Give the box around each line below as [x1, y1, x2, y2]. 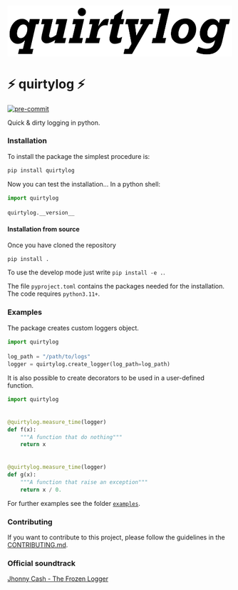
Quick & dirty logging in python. [7, 118, 100, 127]
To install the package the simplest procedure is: [7, 152, 150, 160]
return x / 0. [20, 486, 62, 493]
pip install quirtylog [7, 167, 75, 174]
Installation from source [7, 224, 80, 233]
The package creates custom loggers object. [7, 324, 139, 332]
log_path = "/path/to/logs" [7, 353, 91, 361]
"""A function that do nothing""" [20, 433, 123, 440]
